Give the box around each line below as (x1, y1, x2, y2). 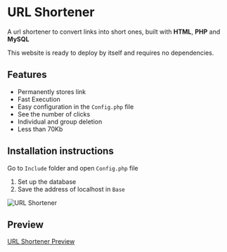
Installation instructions (7, 145, 114, 157)
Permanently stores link (17, 87, 86, 95)
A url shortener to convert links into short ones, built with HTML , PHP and (7, 27, 221, 36)
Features (7, 69, 47, 81)
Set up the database (17, 177, 77, 186)
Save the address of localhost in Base (17, 185, 125, 193)
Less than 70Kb (17, 124, 63, 133)
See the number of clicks (17, 110, 91, 118)
